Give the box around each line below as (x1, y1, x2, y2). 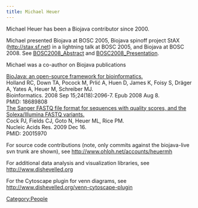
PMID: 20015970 (6, 130, 47, 137)
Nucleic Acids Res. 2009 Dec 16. (6, 123, 87, 130)
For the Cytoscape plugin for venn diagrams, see (6, 177, 127, 184)
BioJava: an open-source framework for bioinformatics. (6, 72, 144, 79)
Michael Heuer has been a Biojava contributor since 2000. (6, 25, 150, 32)
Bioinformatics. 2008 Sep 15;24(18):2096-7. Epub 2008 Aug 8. (6, 91, 160, 99)
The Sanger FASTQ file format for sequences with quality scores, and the (6, 104, 187, 111)
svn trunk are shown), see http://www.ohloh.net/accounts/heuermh (6, 148, 172, 155)
